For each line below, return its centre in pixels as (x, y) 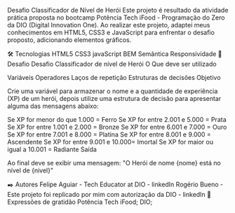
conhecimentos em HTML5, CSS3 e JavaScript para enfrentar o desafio (111, 32)
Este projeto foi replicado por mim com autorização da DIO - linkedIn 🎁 (109, 194)
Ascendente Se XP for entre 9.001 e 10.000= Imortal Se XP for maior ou (110, 142)
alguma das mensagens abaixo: (53, 106)
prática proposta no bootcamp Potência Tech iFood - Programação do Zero (116, 18)
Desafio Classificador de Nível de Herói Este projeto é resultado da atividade (118, 10)
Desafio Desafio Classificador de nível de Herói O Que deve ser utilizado (112, 64)
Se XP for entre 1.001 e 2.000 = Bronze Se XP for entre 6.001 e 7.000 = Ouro (117, 127)
